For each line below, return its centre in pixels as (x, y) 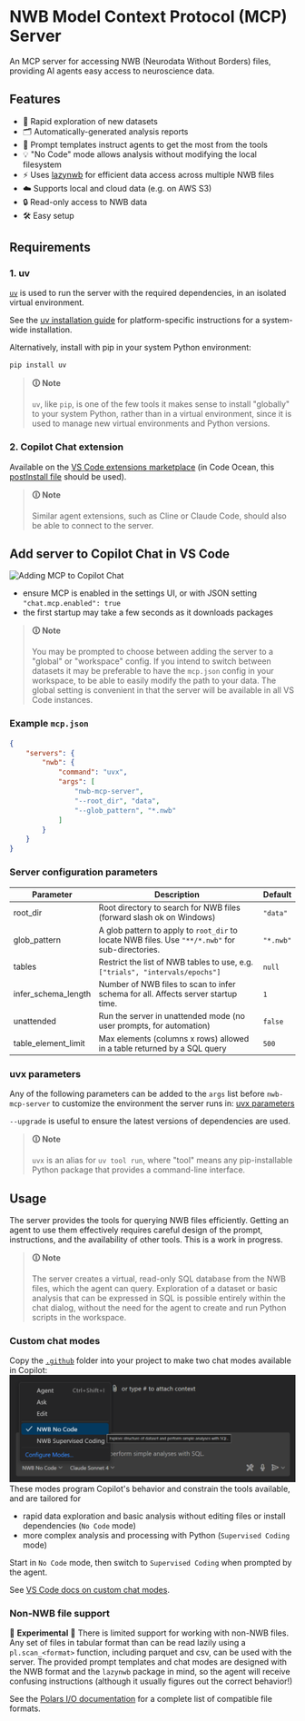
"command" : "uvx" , (93, 772)
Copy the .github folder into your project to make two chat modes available (151, 1360)
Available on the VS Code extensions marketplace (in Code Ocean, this (142, 467)
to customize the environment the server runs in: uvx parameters (173, 1103)
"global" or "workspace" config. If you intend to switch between (152, 661)
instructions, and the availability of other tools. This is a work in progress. (146, 1240)
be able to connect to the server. (93, 525)
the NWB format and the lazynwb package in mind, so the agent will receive (150, 1672)
